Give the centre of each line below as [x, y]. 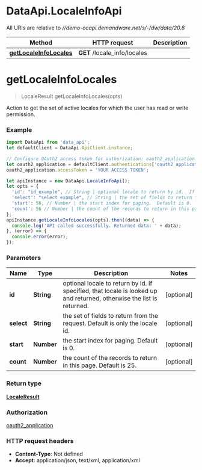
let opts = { [23, 187]
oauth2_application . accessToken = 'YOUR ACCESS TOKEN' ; [78, 170]
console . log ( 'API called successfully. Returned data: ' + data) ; [96, 226]
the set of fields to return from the [110, 316]
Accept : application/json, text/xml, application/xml [77, 460]
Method [41, 42]
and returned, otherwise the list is [110, 298]
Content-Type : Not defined [49, 454]
